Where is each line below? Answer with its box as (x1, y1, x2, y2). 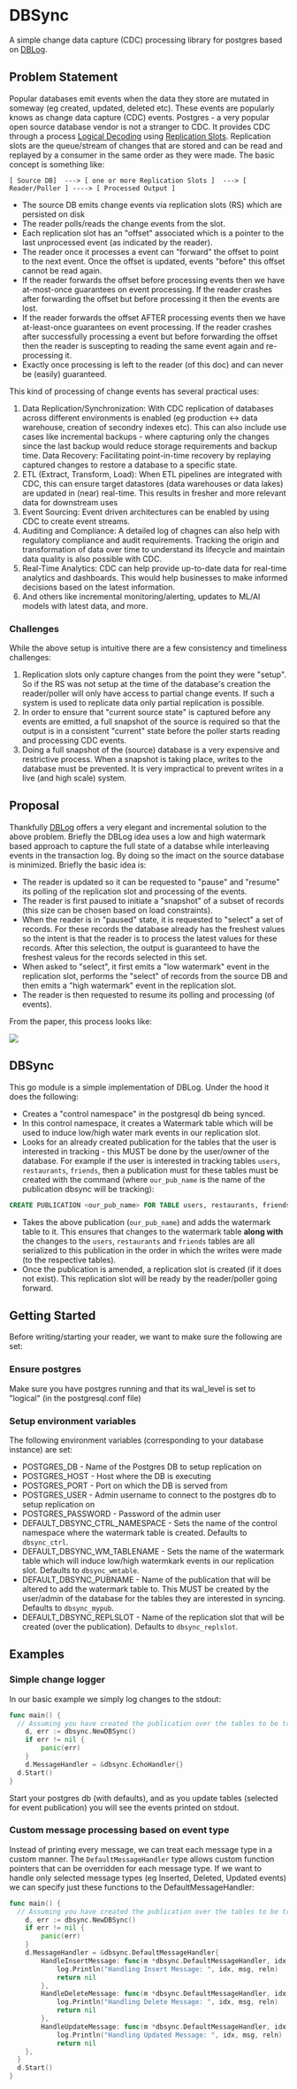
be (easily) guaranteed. (21, 368, 108, 379)
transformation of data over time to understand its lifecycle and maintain (21, 543, 286, 554)
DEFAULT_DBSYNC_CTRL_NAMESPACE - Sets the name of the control (21, 1517, 278, 1528)
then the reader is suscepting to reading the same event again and (21, 340, 264, 351)
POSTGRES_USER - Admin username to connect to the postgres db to (21, 1489, 277, 1500)
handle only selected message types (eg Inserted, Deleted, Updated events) (9, 1872, 287, 1883)
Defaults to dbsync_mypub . (21, 1602, 115, 1613)
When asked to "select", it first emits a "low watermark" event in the (21, 961, 270, 972)
